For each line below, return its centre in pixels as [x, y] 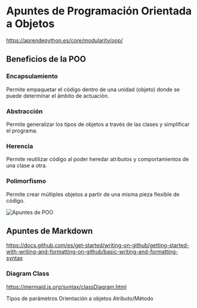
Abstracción [24, 111]
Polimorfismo [26, 181]
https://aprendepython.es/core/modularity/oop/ [65, 40]
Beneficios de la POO [46, 59]
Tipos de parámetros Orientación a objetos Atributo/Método [80, 298]
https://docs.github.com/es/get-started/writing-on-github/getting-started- [98, 245]
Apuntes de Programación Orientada [99, 11]
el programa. [22, 131]
